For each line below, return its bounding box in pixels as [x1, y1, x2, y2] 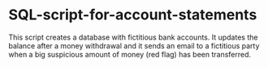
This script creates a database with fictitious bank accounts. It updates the [8, 32, 258, 42]
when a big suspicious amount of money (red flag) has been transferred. [8, 49, 252, 59]
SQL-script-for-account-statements [8, 6, 257, 24]
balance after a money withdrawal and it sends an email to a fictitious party [8, 40, 260, 50]
